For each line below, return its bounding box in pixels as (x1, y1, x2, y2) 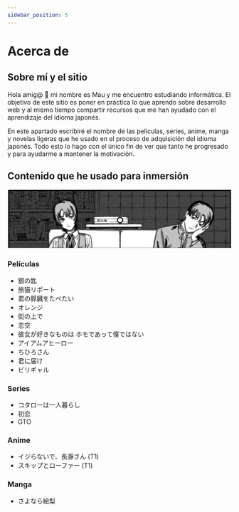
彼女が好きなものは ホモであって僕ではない (17, 330, 144, 338)
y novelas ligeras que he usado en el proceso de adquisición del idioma (7, 134, 217, 142)
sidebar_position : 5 (7, 11, 69, 19)
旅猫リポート (17, 285, 55, 293)
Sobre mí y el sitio (7, 71, 87, 83)
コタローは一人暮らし (17, 400, 80, 409)
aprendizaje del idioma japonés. (7, 113, 101, 121)
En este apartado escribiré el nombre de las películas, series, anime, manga (7, 127, 229, 135)
